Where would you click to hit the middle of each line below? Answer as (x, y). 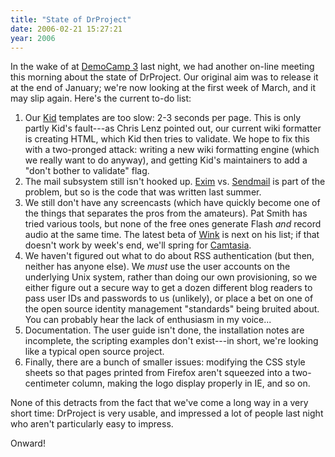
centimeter (47, 383)
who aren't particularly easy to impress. (92, 424)
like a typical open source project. (94, 352)
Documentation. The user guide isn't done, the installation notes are (164, 330)
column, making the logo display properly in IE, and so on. (191, 383)
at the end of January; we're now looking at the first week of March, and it (163, 88)
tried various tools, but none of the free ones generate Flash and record (173, 224)
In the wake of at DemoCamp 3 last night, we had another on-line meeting (162, 67)
